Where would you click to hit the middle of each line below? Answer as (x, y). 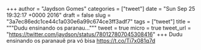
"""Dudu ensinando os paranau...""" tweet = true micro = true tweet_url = (99, 28)
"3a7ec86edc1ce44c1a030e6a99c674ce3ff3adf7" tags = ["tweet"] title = (99, 21)
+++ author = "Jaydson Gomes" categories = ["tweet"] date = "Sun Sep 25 (101, 9)
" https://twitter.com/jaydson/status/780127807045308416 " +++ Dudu (94, 34)
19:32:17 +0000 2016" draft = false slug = (59, 15)
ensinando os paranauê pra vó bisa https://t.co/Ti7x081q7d (81, 41)
